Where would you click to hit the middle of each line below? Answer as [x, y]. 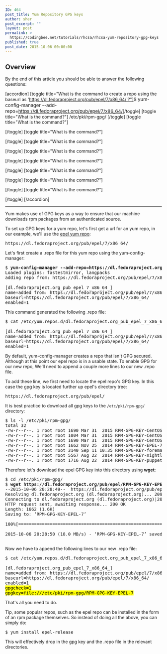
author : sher [19, 19]
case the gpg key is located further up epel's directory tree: [66, 387]
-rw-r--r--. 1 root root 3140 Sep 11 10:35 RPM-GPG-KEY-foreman [85, 451]
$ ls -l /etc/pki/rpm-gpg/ [38, 421]
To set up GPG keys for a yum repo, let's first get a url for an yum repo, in [80, 229]
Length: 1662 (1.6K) [30, 509]
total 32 [16, 426]
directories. [17, 647]
